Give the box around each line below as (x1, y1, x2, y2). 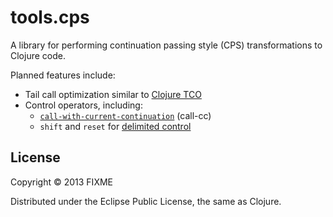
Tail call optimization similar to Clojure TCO (24, 88, 202, 100)
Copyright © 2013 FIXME (10, 176, 113, 188)
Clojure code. (10, 49, 66, 61)
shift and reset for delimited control (39, 120, 192, 132)
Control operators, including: (24, 99, 143, 111)
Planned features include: (10, 69, 116, 81)
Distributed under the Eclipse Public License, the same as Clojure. (10, 195, 282, 207)
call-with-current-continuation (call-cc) (39, 109, 212, 121)
